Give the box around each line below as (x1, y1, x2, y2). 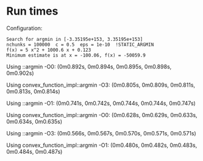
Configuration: (6, 24, 43, 32)
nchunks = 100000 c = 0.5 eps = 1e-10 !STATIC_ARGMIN (6, 41, 154, 48)
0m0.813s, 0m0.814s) (6, 87, 60, 95)
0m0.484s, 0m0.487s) (6, 148, 63, 155)
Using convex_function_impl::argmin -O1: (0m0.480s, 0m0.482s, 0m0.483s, (6, 141, 198, 149)
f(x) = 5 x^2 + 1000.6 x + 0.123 (6, 47, 91, 53)
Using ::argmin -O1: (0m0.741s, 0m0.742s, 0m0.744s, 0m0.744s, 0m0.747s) (6, 99, 196, 107)
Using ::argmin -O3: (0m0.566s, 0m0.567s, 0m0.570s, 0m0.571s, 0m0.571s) (6, 129, 196, 137)
